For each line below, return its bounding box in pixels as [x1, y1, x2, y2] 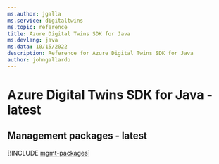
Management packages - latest [7, 130, 148, 142]
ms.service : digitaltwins [7, 17, 83, 24]
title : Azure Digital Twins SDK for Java [7, 30, 131, 37]
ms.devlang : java [7, 37, 58, 44]
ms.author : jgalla [7, 10, 61, 18]
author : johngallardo [7, 57, 71, 64]
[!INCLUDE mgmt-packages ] [7, 148, 90, 157]
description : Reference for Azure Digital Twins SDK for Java [7, 50, 194, 57]
